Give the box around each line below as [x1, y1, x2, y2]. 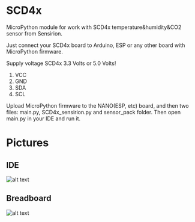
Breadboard [6, 193, 52, 203]
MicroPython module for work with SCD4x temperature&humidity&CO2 [6, 23, 182, 31]
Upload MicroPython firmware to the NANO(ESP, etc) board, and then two [6, 102, 189, 109]
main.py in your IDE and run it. [6, 115, 81, 122]
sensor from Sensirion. [6, 29, 63, 37]
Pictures [6, 136, 49, 150]
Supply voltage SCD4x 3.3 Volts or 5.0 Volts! [6, 60, 116, 67]
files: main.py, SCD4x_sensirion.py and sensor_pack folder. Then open [6, 108, 181, 116]
